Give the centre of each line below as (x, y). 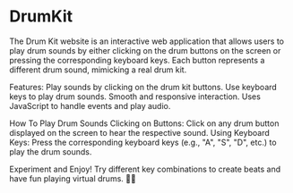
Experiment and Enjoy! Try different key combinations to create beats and (145, 169)
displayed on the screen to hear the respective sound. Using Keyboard (140, 132)
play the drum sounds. (51, 151)
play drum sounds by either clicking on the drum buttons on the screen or (145, 50)
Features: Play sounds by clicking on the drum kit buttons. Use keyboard (143, 87)
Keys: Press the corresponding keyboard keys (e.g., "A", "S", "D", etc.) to (143, 142)
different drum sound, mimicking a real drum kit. (98, 70)
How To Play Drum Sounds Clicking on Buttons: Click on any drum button (144, 123)
